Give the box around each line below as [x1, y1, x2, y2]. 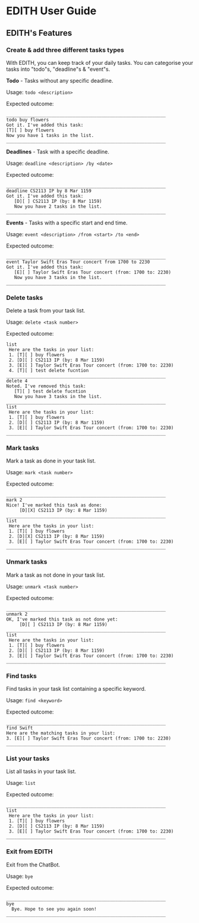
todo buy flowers [6, 117, 49, 123]
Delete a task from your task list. [6, 307, 86, 314]
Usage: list [6, 780, 36, 787]
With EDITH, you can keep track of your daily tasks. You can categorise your [6, 59, 194, 66]
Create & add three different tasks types [6, 46, 125, 54]
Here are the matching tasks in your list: [6, 730, 116, 736]
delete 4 [6, 378, 28, 384]
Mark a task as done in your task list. [6, 457, 96, 465]
